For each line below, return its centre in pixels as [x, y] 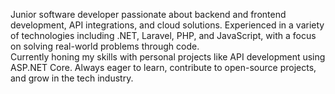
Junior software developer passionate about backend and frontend [148, 14]
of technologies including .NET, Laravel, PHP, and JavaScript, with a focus [163, 35]
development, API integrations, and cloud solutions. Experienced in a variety [167, 25]
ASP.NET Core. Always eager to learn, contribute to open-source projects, [163, 67]
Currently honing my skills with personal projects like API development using [168, 57]
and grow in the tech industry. [72, 78]
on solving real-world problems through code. [105, 46]
